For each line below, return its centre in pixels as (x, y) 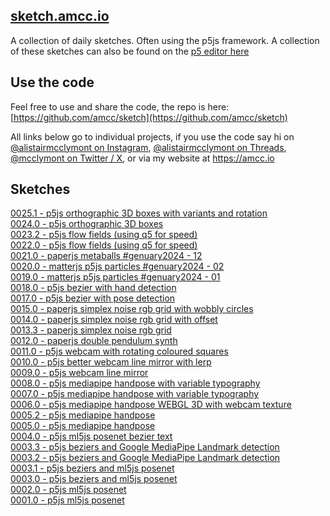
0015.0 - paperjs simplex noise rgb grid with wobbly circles (132, 309)
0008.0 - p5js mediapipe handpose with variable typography (135, 383)
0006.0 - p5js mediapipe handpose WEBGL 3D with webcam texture (151, 405)
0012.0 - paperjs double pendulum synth (94, 341)
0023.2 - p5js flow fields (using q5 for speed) (104, 235)
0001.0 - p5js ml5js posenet (67, 500)
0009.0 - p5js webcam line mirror (79, 373)
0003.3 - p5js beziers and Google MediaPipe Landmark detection (145, 447)
